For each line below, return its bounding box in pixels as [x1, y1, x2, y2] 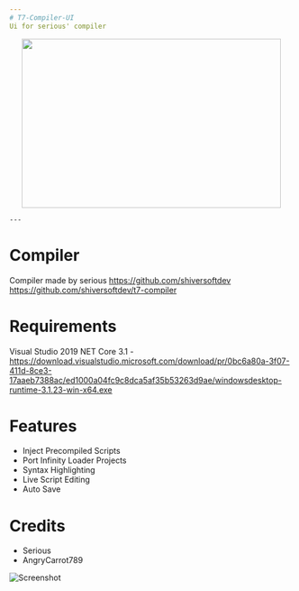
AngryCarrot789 [22, 555, 84, 566]
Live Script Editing [22, 475, 90, 485]
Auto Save [22, 484, 61, 494]
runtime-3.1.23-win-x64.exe [9, 384, 113, 395]
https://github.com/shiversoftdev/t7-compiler [9, 284, 177, 295]
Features [9, 416, 77, 436]
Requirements [9, 316, 117, 337]
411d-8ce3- [9, 365, 52, 375]
